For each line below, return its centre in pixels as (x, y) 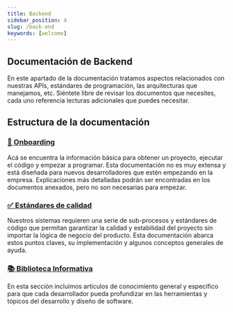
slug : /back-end (31, 27)
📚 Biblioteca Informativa (50, 268)
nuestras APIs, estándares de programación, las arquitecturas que (102, 86)
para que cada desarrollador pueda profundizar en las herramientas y (107, 294)
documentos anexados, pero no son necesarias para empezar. (97, 187)
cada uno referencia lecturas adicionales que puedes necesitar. (98, 101)
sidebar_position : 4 (37, 20)
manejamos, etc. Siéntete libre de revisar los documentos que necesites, (112, 93)
